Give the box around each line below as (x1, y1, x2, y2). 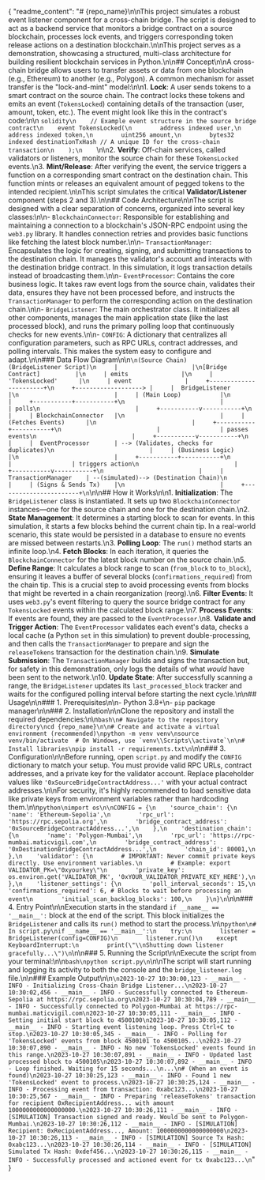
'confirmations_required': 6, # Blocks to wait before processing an (8, 887, 242, 895)
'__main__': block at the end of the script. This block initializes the (8, 910, 225, 920)
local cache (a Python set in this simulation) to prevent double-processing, (8, 631, 251, 639)
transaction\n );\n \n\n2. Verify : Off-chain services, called (8, 145, 226, 154)
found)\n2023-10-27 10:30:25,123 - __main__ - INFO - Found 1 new (8, 1072, 231, 1080)
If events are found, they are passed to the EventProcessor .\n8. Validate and (8, 614, 256, 623)
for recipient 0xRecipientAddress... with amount (8, 1099, 175, 1107)
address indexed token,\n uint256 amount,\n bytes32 (8, 131, 235, 139)
